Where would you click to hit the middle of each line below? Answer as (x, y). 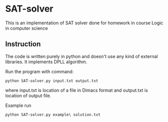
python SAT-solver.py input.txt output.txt (52, 81)
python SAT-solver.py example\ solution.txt (53, 114)
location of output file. (28, 95)
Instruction (23, 44)
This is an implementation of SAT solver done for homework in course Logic (84, 23)
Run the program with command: (39, 71)
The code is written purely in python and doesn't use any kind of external (81, 56)
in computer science (27, 28)
